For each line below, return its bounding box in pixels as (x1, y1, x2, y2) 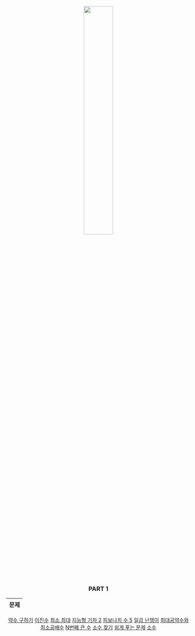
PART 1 (88, 585, 109, 593)
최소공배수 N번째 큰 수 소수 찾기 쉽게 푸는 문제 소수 (40, 624, 157, 631)
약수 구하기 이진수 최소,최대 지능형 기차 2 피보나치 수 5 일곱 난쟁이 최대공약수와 (8, 617, 189, 624)
